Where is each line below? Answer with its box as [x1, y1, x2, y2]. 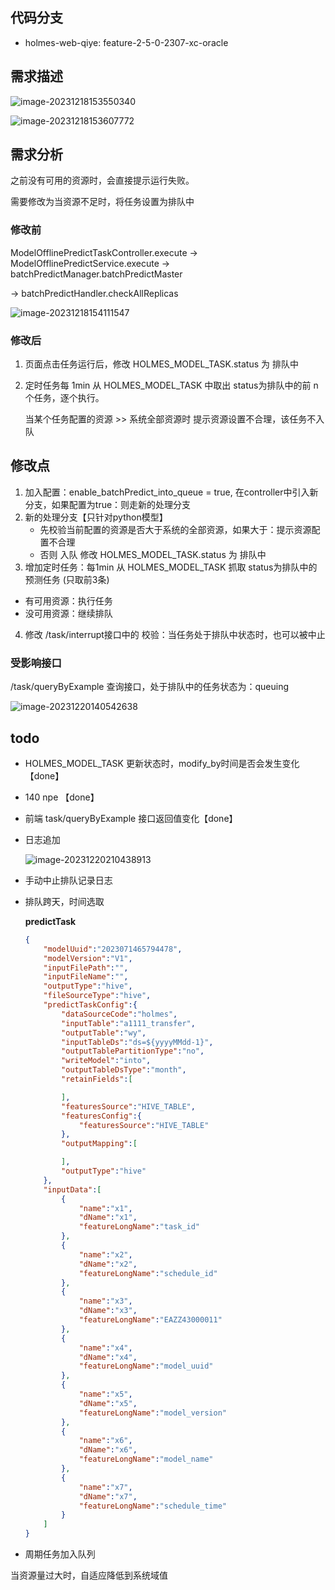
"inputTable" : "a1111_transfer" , [61, 1018, 196, 1028]
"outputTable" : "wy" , [61, 1028, 147, 1038]
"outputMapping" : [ [61, 1139, 138, 1149]
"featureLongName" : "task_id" [78, 1222, 201, 1232]
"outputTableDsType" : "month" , [61, 1065, 187, 1075]
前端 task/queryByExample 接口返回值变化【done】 [24, 812, 238, 824]
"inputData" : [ [43, 1184, 102, 1195]
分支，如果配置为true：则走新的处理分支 [24, 498, 192, 510]
